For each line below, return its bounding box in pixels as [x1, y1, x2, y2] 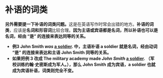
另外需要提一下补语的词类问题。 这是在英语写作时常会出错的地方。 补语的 [5, 21, 149, 27]
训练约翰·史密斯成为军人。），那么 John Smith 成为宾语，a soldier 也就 [16, 61, 156, 67]
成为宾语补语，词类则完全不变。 [12, 67, 76, 73]
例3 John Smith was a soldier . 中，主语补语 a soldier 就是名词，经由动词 [12, 43, 158, 49]
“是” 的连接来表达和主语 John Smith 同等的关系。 [12, 49, 112, 55]
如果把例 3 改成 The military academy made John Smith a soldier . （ [12, 55, 150, 61]
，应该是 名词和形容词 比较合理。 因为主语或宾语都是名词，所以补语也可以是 [9, 27, 158, 33]
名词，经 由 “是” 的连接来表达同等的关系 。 [5, 33, 88, 39]
